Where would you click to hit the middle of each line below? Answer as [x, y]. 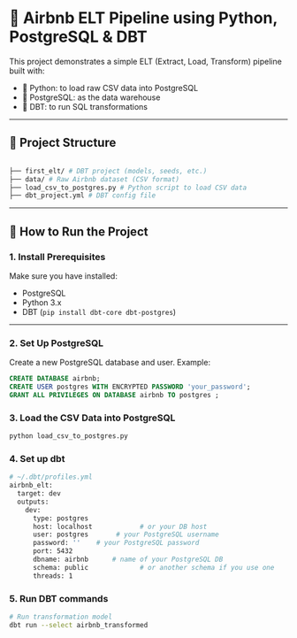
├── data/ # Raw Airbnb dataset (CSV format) [94, 179]
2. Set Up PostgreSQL [57, 342]
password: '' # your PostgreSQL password [116, 543]
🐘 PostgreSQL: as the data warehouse [91, 97]
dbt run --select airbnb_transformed [79, 625]
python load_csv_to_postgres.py [69, 436]
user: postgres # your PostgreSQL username [126, 534]
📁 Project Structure [63, 143]
